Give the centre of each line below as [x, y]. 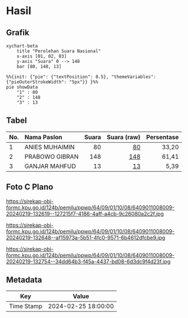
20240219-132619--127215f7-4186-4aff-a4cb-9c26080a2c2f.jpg [85, 213]
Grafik [18, 33]
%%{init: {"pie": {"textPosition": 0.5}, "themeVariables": [81, 77]
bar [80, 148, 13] [39, 66]
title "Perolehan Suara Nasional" [59, 51]
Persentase [162, 137]
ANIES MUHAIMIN [50, 147]
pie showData [22, 87]
